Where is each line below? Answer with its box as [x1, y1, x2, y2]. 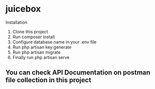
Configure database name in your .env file [12, 39, 97, 44]
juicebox [5, 3, 41, 15]
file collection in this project [5, 76, 92, 84]
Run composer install [12, 34, 55, 40]
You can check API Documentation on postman [5, 69, 151, 77]
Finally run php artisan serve [12, 54, 70, 60]
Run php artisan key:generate [12, 44, 72, 50]
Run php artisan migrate [12, 49, 61, 55]
